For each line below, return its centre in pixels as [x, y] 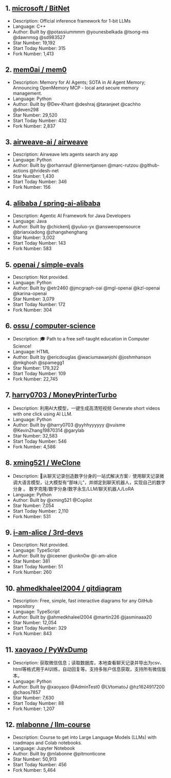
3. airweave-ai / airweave [47, 142]
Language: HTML [31, 351]
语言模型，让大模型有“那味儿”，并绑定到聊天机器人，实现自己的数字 [94, 482]
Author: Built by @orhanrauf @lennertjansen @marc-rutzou [75, 165]
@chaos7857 [27, 692]
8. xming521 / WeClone [43, 463]
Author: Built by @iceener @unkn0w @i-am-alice [65, 556]
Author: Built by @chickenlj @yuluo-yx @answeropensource [77, 227]
